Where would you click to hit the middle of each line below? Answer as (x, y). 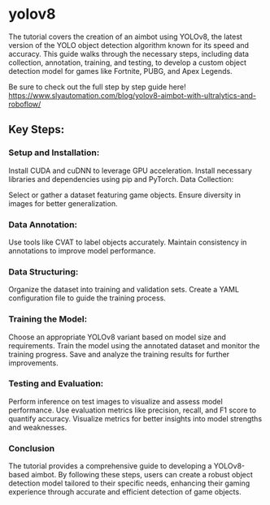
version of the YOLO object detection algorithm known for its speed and (129, 45)
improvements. (33, 363)
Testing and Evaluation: (56, 384)
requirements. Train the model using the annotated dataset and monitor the (134, 345)
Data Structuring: (44, 271)
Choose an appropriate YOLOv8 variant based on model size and (117, 337)
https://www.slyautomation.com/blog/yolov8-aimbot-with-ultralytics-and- (132, 95)
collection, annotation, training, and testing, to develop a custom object (127, 63)
